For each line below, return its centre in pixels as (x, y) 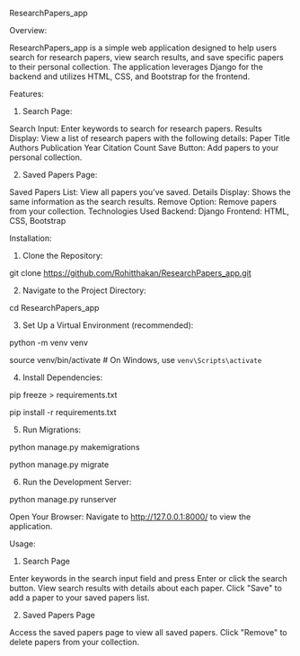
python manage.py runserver (63, 499)
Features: (27, 94)
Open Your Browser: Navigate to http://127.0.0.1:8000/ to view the (130, 517)
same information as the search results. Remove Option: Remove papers (143, 202)
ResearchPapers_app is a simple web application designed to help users (143, 48)
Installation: (31, 238)
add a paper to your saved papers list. (79, 598)
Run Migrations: (52, 430)
